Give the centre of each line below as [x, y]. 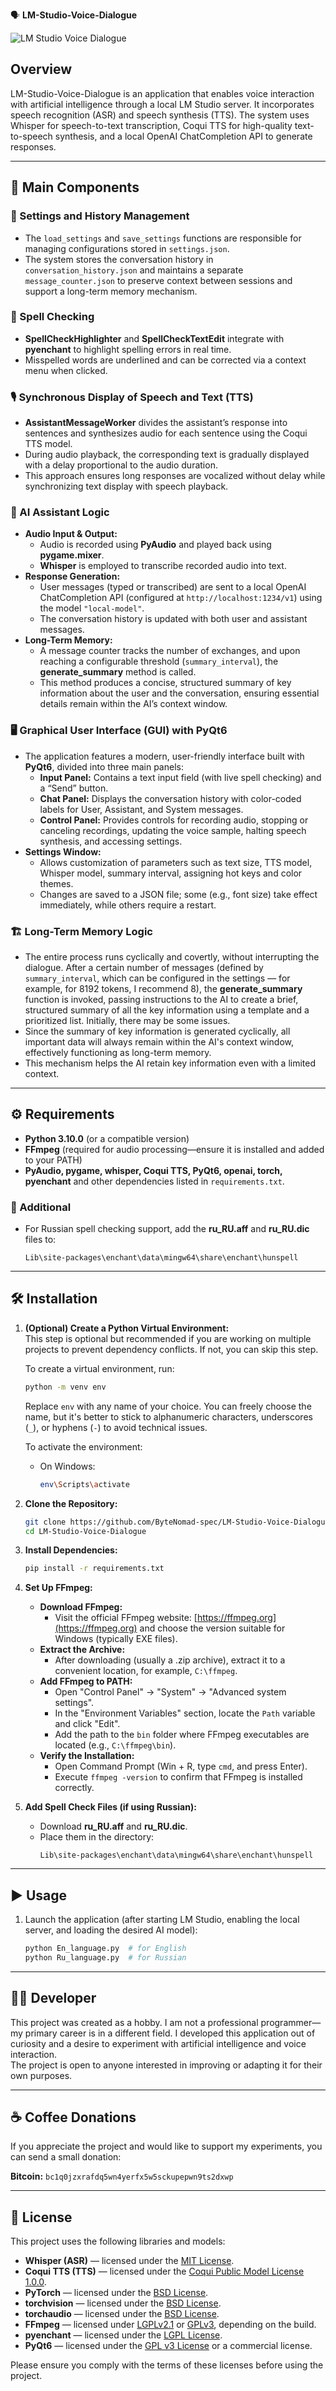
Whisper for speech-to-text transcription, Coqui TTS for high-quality [151, 125]
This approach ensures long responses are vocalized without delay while [175, 476]
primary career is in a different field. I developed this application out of [170, 2033]
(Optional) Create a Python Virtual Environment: [127, 1328]
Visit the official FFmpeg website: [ [126, 1618]
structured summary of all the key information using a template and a [167, 1010]
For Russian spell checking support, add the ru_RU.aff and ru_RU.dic [167, 1229]
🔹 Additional [41, 1207]
